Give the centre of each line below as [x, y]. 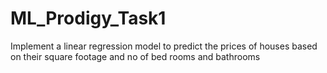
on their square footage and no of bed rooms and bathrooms [135, 56]
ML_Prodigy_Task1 [88, 18]
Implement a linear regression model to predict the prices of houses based [164, 46]
